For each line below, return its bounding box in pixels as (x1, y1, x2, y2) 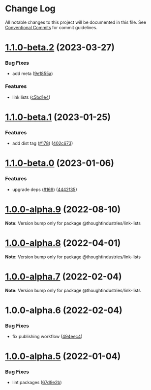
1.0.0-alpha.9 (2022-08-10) (5, 203, 121, 215)
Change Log (5, 3, 56, 14)
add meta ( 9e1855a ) (12, 71, 53, 77)
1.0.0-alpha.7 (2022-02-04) (5, 271, 122, 282)
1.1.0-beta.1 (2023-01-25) (5, 112, 111, 122)
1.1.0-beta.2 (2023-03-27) (5, 42, 115, 53)
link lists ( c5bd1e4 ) (12, 94, 51, 100)
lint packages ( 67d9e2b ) (12, 380, 62, 386)
